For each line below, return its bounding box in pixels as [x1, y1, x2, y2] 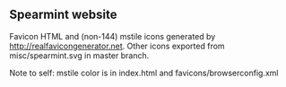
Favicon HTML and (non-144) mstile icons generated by [9, 30, 216, 41]
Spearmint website [9, 7, 117, 22]
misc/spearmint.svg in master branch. [9, 49, 150, 61]
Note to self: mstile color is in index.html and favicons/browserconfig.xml [9, 67, 279, 78]
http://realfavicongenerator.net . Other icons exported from [9, 40, 226, 51]
